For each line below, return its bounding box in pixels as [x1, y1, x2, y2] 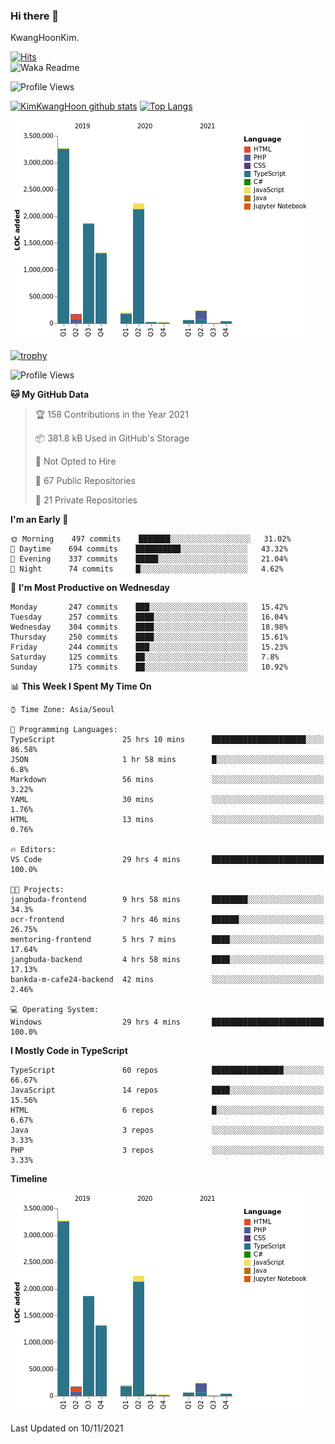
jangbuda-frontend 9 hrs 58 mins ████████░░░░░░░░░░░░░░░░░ [10, 895, 325, 905]
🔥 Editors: [10, 845, 57, 855]
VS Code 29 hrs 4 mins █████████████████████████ [10, 855, 325, 865]
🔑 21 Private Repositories [34, 494, 138, 506]
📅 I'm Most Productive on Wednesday [10, 582, 170, 594]
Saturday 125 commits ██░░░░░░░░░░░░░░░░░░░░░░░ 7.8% [10, 652, 280, 663]
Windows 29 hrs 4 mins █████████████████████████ [10, 1017, 325, 1028]
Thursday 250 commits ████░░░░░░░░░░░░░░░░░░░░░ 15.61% [10, 632, 288, 643]
